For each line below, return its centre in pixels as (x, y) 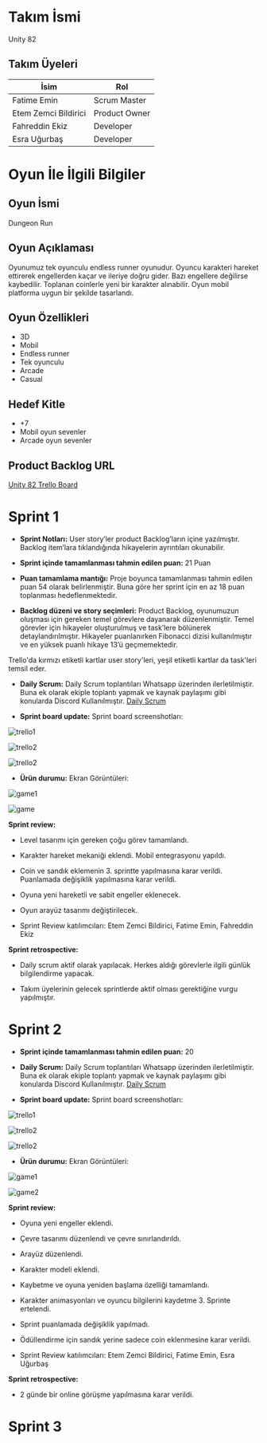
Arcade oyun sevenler (56, 440)
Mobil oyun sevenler (53, 432)
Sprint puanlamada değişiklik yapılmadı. (85, 1324)
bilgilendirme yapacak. (57, 973)
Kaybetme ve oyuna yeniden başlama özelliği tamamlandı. (114, 1284)
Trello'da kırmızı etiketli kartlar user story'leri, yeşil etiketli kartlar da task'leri (132, 660)
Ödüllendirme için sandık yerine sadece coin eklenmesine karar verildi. (135, 1339)
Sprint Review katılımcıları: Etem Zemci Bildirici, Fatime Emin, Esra (127, 1355)
